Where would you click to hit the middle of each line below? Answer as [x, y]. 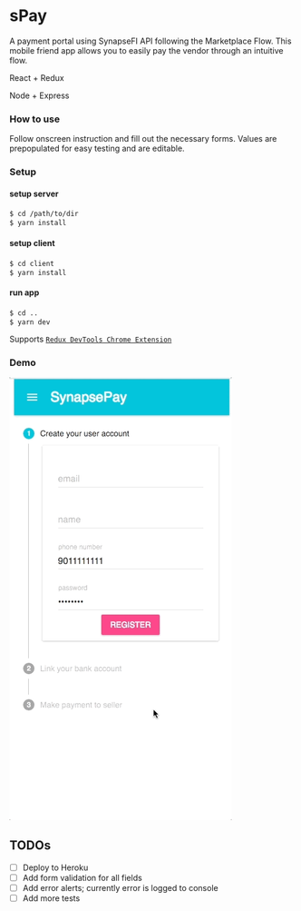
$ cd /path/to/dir [44, 214]
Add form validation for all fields [82, 877]
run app [24, 292]
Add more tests [51, 898]
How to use [35, 119]
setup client [33, 243]
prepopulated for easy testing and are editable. [97, 149]
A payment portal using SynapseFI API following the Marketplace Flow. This [150, 41]
